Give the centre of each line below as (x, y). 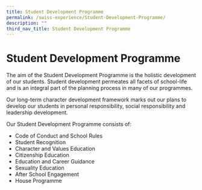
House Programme (38, 181)
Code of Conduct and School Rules (59, 136)
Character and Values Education (55, 149)
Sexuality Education (39, 168)
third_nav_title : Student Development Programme (68, 29)
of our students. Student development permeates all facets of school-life (97, 81)
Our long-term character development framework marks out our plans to (96, 100)
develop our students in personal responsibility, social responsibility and (96, 106)
